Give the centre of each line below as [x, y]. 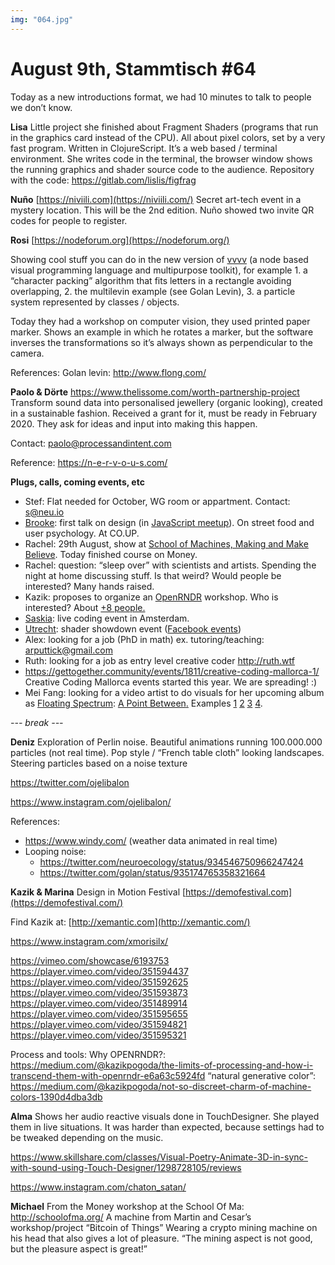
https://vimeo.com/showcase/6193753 [90, 960]
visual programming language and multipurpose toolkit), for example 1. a [159, 270]
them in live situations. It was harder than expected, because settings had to [167, 1127]
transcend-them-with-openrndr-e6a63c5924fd [108, 1075]
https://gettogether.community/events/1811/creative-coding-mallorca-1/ [172, 671]
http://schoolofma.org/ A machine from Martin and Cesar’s [131, 1217]
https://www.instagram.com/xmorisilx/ [89, 941]
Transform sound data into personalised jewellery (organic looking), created [166, 402]
